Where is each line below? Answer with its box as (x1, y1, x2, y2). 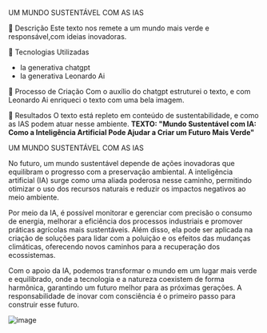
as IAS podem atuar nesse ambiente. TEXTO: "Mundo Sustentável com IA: (8, 119, 257, 129)
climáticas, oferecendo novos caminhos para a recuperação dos (8, 242, 221, 252)
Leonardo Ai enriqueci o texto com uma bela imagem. (8, 95, 185, 105)
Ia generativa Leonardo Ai (19, 71, 106, 81)
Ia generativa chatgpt (19, 63, 90, 73)
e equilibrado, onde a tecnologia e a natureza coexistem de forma (8, 275, 225, 284)
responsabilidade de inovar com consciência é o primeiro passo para (8, 291, 236, 301)
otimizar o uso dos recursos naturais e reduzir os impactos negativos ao (8, 184, 246, 194)
